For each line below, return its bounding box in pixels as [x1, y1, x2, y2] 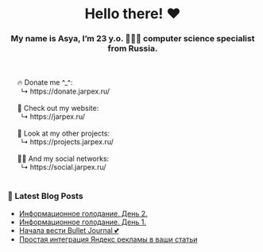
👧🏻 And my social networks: [17, 154, 110, 163]
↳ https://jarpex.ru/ [21, 112, 85, 121]
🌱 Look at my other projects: [17, 128, 110, 139]
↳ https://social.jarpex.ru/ [21, 162, 106, 172]
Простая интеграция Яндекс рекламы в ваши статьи [18, 235, 198, 244]
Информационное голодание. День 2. [18, 208, 148, 218]
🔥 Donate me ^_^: [17, 78, 73, 87]
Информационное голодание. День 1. [18, 217, 146, 227]
